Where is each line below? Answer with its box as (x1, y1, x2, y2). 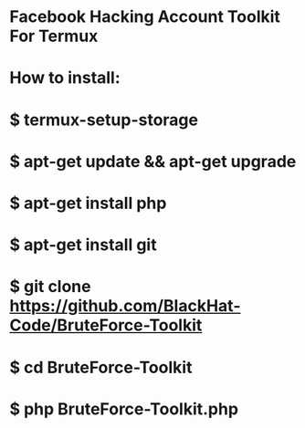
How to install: (9, 68, 121, 89)
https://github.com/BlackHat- (9, 296, 241, 317)
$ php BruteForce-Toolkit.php (9, 399, 239, 419)
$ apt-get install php (9, 193, 167, 214)
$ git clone (9, 277, 91, 298)
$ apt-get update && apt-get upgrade (9, 151, 297, 172)
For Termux (9, 26, 99, 47)
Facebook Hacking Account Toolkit (9, 6, 281, 27)
